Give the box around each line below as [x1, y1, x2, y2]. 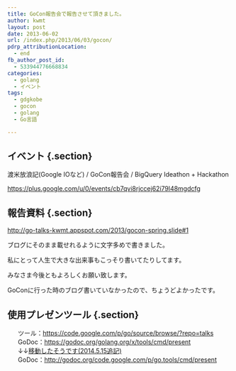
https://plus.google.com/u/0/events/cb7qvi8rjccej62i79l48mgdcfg [7, 184, 201, 193]
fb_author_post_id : [7, 57, 65, 64]
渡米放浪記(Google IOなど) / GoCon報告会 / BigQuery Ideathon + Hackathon [7, 170, 229, 179]
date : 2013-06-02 [7, 30, 59, 38]
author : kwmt [7, 17, 46, 24]
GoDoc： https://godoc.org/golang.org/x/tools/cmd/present [17, 338, 191, 346]
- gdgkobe [13, 96, 43, 104]
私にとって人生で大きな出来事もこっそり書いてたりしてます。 [7, 256, 186, 265]
